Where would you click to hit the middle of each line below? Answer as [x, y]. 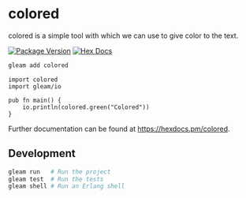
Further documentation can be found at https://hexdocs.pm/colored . [119, 129]
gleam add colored [38, 65]
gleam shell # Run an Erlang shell [67, 186]
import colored [33, 80]
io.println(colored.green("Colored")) [86, 107]
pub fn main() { [35, 100]
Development [42, 153]
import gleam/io [35, 86]
